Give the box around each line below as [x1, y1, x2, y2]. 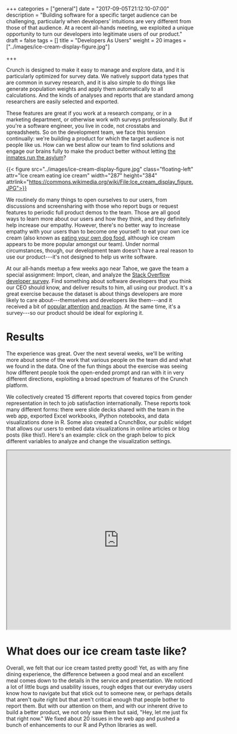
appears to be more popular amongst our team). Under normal [6, 241, 160, 247]
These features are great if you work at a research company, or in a [6, 110, 171, 116]
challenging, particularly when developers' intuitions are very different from [6, 18, 192, 24]
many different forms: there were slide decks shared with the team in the [6, 406, 185, 413]
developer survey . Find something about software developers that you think [6, 278, 192, 284]
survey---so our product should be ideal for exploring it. [6, 309, 144, 316]
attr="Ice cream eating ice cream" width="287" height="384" [6, 172, 158, 179]
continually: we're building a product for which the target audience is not [6, 135, 185, 142]
